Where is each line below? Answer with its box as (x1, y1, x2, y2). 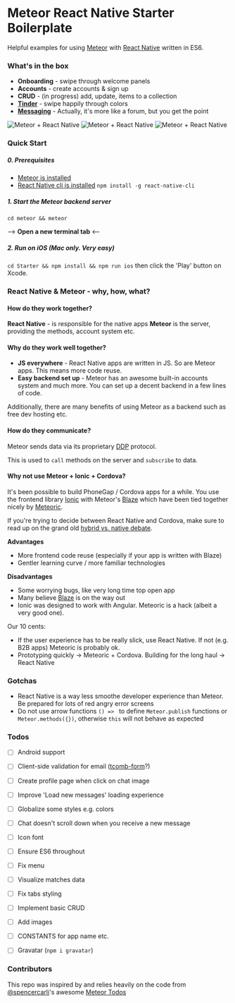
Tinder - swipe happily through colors (17, 100, 128, 108)
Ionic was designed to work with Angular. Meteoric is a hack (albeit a (17, 601, 217, 609)
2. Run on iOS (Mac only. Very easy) (7, 244, 115, 252)
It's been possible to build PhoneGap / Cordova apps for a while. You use (7, 487, 220, 496)
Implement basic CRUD (17, 903, 86, 912)
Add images (17, 918, 53, 926)
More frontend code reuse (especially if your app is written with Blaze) (17, 551, 222, 559)
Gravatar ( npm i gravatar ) (17, 946, 94, 954)
